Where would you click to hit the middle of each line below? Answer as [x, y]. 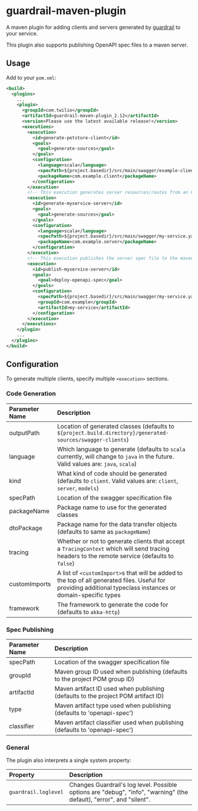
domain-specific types [89, 595]
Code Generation [31, 394]
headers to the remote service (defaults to [115, 556]
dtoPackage [26, 528]
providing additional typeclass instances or [116, 588]
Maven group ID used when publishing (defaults [121, 672]
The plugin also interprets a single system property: [69, 760]
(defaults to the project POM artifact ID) [109, 696]
